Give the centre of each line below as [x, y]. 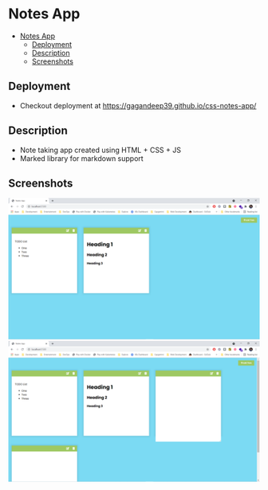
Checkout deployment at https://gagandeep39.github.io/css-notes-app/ [138, 105]
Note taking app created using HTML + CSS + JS [100, 150]
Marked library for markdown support [81, 158]
